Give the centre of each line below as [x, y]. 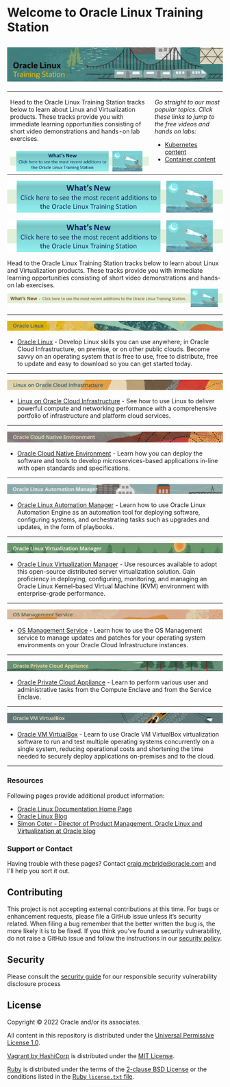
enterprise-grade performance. [61, 593]
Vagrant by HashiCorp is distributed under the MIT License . [91, 1055]
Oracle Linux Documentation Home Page [74, 809]
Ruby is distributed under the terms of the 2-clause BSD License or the [107, 1069]
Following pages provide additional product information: [86, 796]
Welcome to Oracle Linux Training [105, 13]
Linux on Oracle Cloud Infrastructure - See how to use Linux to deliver [116, 401]
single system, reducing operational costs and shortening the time [110, 749]
